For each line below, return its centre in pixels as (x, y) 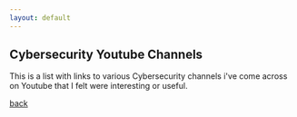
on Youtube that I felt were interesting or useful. (99, 86)
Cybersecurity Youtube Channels (106, 55)
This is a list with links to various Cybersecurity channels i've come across (148, 76)
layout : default (40, 18)
